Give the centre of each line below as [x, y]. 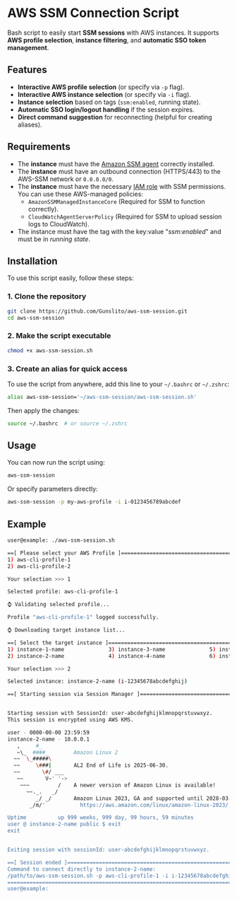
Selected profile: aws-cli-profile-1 [63, 592]
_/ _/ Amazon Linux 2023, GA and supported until [119, 798]
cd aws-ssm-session [36, 318]
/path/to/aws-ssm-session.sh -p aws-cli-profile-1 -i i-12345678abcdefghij [121, 876]
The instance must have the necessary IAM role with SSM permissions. [121, 186]
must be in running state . [54, 239]
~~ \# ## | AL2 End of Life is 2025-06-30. [91, 765]
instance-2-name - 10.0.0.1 [49, 739]
